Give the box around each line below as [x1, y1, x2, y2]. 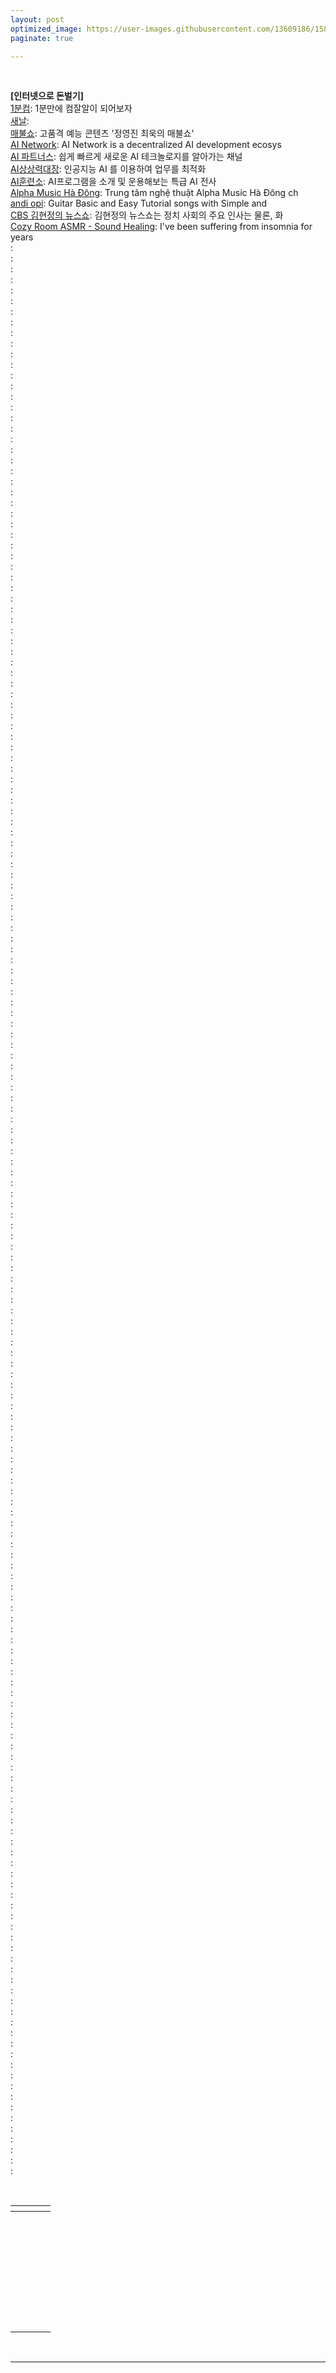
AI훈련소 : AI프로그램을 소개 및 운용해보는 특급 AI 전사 [10, 176, 217, 188]
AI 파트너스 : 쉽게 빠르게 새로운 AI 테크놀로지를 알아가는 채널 [10, 151, 243, 163]
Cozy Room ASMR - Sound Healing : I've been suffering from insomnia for [10, 221, 313, 233]
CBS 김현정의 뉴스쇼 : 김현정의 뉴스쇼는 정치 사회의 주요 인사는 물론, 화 [10, 209, 284, 221]
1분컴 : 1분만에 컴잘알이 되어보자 [10, 102, 133, 115]
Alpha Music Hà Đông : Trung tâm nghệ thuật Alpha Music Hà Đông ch [10, 187, 299, 199]
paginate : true [10, 33, 74, 43]
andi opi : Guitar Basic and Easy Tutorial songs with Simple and [10, 197, 268, 210]
